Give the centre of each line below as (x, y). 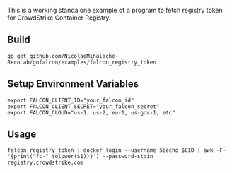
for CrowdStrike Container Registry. (59, 18)
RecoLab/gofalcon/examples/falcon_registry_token (82, 62)
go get (17, 56)
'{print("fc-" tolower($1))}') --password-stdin (80, 157)
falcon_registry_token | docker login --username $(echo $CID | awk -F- (117, 150)
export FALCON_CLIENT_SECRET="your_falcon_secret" (83, 106)
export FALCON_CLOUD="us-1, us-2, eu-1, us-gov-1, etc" (91, 112)
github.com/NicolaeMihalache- (74, 56)
